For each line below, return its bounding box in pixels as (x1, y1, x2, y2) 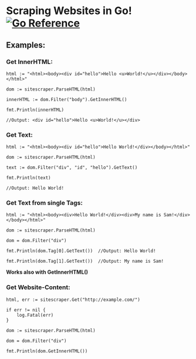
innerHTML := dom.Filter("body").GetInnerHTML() (6, 96, 127, 102)
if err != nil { (6, 307, 46, 313)
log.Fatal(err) (16, 312, 54, 318)
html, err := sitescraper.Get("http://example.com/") (6, 297, 141, 303)
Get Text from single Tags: (6, 199, 83, 207)
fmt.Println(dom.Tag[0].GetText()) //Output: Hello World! (6, 248, 157, 254)
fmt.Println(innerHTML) (6, 107, 65, 113)
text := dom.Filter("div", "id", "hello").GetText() (6, 165, 138, 171)
